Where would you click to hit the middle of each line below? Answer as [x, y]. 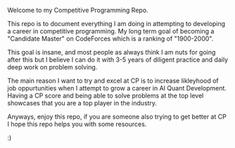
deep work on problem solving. [52, 67]
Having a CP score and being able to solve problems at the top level [106, 95]
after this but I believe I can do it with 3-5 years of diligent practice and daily [118, 60]
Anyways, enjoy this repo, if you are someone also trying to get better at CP [117, 116]
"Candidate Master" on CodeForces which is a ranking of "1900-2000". [110, 39]
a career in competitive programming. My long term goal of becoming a [111, 31]
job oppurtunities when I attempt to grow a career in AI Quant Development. [117, 88]
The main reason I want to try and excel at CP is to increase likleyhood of [113, 81]
